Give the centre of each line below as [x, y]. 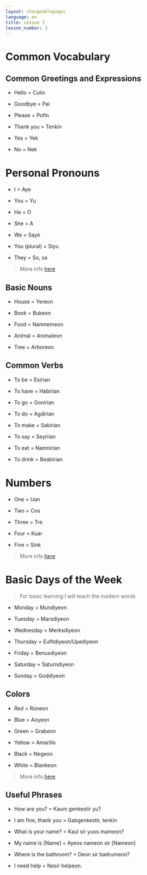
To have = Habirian [37, 391]
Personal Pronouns [52, 173]
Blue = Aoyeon [32, 719]
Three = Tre [28, 522]
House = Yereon [34, 302]
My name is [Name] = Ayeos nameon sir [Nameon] [75, 843]
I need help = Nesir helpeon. [48, 866]
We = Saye [27, 235]
